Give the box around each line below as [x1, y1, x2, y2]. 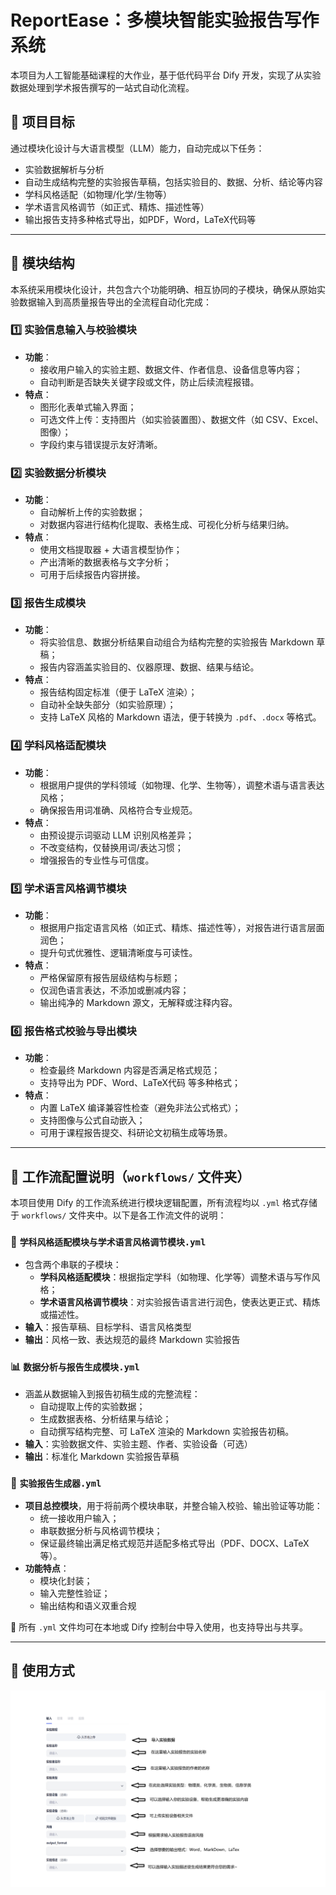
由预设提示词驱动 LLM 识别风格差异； [39, 829, 195, 841]
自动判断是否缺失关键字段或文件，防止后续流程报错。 [39, 376, 260, 388]
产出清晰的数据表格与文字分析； [39, 556, 172, 568]
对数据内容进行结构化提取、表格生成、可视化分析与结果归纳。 [39, 519, 295, 531]
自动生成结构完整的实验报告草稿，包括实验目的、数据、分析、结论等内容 [24, 176, 323, 188]
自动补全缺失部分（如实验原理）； [39, 699, 177, 711]
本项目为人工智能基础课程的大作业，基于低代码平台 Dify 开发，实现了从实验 [10, 69, 322, 81]
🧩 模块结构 [10, 255, 75, 272]
